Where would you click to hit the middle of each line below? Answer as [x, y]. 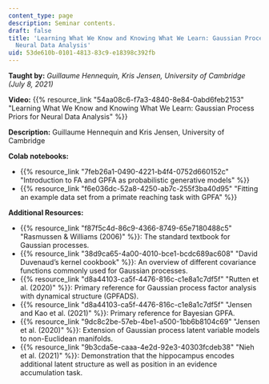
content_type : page [41, 16]
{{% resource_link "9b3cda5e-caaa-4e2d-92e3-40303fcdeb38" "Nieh [137, 347]
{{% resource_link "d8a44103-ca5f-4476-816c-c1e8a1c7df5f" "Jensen [136, 304]
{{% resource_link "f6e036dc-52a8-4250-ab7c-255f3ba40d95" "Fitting [139, 188]
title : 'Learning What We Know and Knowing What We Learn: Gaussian [125, 38]
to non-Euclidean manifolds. [66, 338]
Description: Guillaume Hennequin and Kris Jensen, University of [116, 132]
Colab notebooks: [39, 156]
